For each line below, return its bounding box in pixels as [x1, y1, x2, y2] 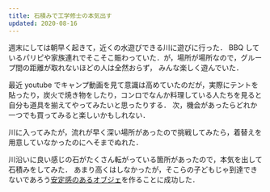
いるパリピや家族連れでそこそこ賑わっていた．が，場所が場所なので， [8, 52, 241, 62]
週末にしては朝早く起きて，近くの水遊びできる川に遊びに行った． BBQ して [8, 42, 260, 52]
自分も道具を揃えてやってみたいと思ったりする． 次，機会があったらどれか [8, 100, 258, 110]
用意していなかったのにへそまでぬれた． [8, 137, 143, 147]
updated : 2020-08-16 [8, 19, 78, 27]
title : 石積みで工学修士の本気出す [8, 11, 112, 20]
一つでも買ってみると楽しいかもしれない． [8, 110, 150, 119]
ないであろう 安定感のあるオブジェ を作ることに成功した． [8, 174, 200, 184]
